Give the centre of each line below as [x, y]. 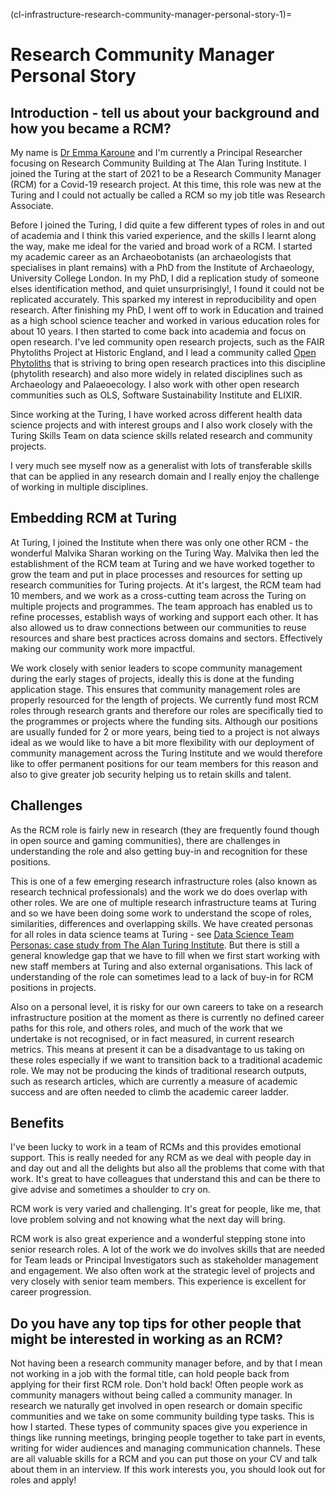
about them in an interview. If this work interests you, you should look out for [168, 1470]
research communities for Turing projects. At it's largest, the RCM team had [166, 585]
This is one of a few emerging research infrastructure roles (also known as [164, 881]
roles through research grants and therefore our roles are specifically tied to [167, 710]
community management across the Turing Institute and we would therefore [166, 753]
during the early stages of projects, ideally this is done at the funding [152, 678]
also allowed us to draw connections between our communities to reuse [158, 627]
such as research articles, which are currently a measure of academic [154, 1081]
